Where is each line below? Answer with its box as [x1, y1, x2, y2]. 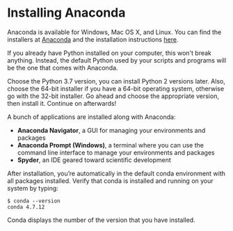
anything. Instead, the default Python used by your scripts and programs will [7, 56, 227, 64]
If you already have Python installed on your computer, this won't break [7, 49, 212, 57]
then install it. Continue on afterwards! [7, 99, 117, 107]
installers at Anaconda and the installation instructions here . [7, 35, 179, 43]
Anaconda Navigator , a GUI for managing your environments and [17, 126, 206, 134]
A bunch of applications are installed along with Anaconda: [7, 113, 176, 121]
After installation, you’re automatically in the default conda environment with [7, 169, 226, 177]
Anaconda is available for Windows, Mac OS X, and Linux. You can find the [7, 28, 222, 36]
